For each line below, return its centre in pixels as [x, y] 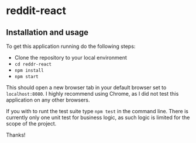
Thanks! [16, 135]
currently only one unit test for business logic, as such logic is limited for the [98, 117]
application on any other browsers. [48, 100]
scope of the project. [31, 123]
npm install [29, 71]
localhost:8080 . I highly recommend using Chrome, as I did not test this [92, 94]
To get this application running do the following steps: [71, 46]
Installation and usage [47, 32]
